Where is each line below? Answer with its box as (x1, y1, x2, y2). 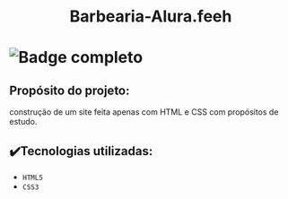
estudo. (9, 117, 38, 127)
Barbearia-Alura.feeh (69, 6, 232, 27)
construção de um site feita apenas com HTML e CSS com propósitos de (9, 107, 279, 117)
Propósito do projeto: (9, 82, 130, 98)
